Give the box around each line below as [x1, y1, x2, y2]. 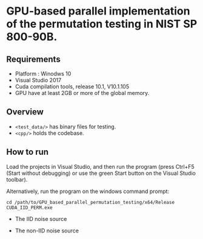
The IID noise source [15, 215, 67, 222]
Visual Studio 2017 [15, 77, 62, 83]
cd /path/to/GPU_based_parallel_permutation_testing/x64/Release [6, 199, 175, 205]
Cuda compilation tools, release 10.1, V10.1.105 [15, 83, 130, 90]
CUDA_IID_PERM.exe [6, 205, 53, 211]
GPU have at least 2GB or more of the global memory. [15, 90, 150, 96]
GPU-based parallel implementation [6, 4, 190, 18]
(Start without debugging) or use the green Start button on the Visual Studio [6, 169, 196, 177]
